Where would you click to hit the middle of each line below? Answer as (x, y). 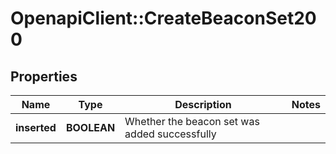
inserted (36, 127)
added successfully (170, 134)
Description (203, 104)
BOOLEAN (90, 127)
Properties (44, 76)
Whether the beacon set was (192, 121)
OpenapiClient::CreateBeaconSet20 (163, 18)
